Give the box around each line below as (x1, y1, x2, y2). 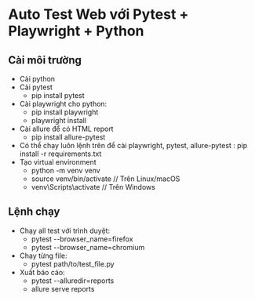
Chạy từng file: (19, 251, 67, 260)
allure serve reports (31, 284, 95, 293)
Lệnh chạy (8, 205, 60, 219)
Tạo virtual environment (19, 158, 97, 166)
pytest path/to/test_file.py (31, 259, 115, 268)
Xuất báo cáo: (19, 267, 65, 277)
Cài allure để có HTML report (19, 124, 114, 133)
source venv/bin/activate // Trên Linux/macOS (31, 174, 180, 183)
